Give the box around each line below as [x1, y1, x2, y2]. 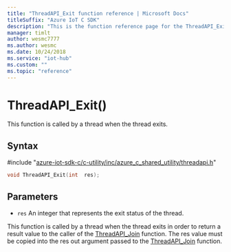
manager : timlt [7, 29, 51, 36]
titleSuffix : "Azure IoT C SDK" [7, 17, 100, 23]
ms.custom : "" [7, 61, 48, 68]
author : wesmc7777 [7, 36, 60, 43]
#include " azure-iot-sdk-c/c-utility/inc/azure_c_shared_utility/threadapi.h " [7, 158, 217, 167]
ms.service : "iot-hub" [7, 55, 72, 62]
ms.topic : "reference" [7, 67, 72, 74]
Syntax [7, 140, 38, 151]
